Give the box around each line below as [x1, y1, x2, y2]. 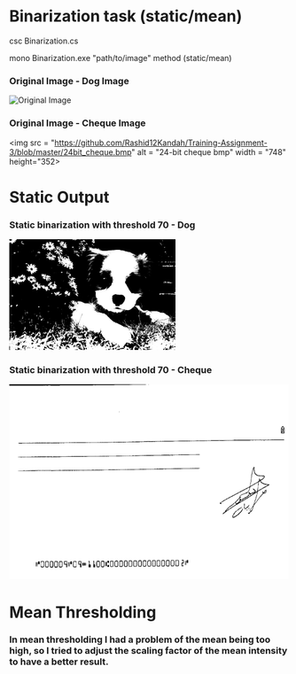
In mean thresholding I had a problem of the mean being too [9, 633, 271, 646]
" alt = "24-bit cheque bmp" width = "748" [131, 146, 286, 157]
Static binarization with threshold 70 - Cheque [9, 363, 213, 376]
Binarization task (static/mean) [9, 6, 243, 27]
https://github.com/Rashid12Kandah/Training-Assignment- [54, 137, 268, 148]
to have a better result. [9, 655, 109, 668]
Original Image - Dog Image [9, 74, 130, 87]
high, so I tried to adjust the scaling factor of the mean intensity [9, 645, 288, 657]
